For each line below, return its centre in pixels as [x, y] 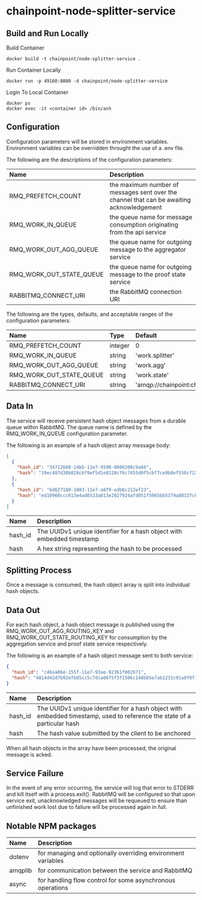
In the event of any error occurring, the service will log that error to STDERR [100, 788]
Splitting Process [39, 570]
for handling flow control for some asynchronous [107, 880]
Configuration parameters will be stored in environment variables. [87, 141]
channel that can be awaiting [150, 200]
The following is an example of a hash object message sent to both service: [100, 656]
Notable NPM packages [51, 826]
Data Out [23, 610]
